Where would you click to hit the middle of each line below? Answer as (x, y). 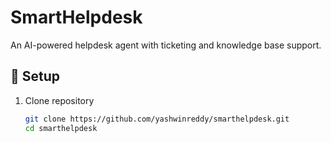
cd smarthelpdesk (61, 128)
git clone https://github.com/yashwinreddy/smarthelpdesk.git (157, 119)
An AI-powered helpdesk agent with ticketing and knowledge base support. (166, 45)
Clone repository (59, 100)
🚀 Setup (35, 76)
